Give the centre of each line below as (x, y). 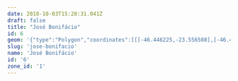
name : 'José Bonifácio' (42, 54)
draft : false (27, 20)
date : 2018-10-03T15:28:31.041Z (55, 14)
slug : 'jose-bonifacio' (42, 46)
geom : (15, 40)
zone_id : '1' (27, 66)
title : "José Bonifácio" (44, 27)
